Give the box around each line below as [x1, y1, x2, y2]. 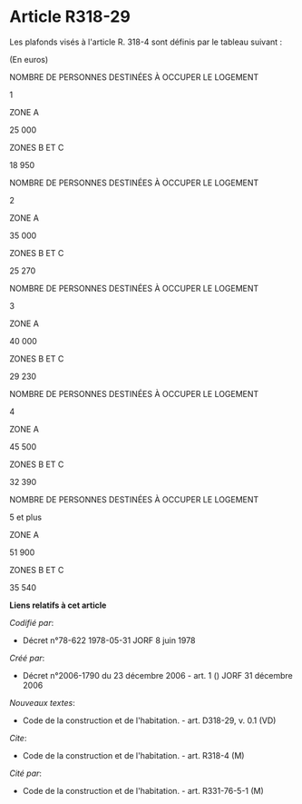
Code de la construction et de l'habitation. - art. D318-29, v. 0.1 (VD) [22, 715, 277, 726]
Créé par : [9, 652, 45, 663]
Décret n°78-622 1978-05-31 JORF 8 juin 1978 [22, 634, 196, 646]
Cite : [9, 732, 27, 743]
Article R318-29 [9, 6, 132, 27]
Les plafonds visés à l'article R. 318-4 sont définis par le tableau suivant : [9, 36, 283, 47]
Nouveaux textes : [9, 697, 75, 708]
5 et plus [9, 511, 43, 522]
